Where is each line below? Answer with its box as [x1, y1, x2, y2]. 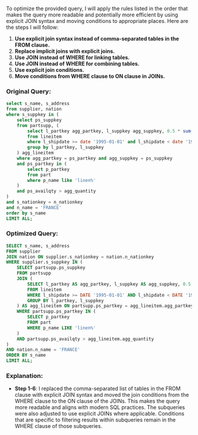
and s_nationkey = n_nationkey [6, 200, 83, 205]
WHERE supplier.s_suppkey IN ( [6, 259, 83, 265]
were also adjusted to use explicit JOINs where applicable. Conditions [14, 410, 184, 417]
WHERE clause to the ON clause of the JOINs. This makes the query [14, 397, 180, 405]
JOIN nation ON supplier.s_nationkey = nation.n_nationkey [6, 254, 154, 260]
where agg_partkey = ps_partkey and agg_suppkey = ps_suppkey [16, 155, 173, 161]
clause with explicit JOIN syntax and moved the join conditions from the [14, 391, 189, 399]
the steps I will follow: [6, 24, 59, 31]
